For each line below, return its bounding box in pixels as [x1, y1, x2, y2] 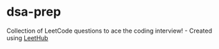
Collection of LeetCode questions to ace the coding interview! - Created [6, 27, 213, 35]
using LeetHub [6, 33, 49, 42]
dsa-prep [6, 4, 62, 20]
